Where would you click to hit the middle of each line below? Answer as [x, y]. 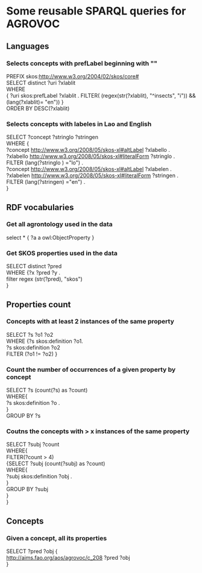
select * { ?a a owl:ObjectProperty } [50, 237]
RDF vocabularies [40, 207]
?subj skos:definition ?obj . [39, 477]
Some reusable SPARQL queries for [96, 11]
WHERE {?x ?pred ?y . [33, 273]
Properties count [39, 305]
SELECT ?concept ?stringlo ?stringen [52, 137]
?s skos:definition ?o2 [33, 347]
